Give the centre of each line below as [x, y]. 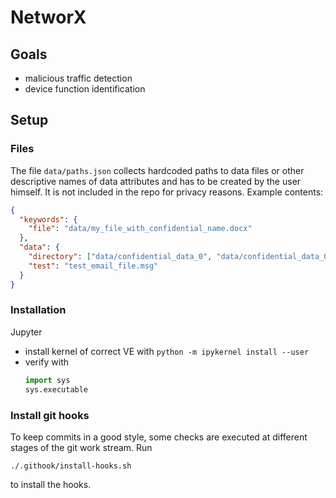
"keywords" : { [48, 219]
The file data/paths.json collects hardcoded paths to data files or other [157, 170]
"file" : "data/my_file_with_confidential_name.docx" [140, 229]
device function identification [85, 89]
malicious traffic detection [78, 78]
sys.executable [56, 389]
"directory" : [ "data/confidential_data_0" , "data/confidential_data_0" [180, 257]
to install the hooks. [51, 484]
